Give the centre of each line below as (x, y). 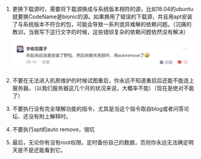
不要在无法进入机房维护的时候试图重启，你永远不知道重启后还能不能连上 (103, 80)
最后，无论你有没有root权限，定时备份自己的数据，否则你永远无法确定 (100, 142)
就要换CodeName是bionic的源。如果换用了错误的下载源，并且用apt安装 (102, 17)
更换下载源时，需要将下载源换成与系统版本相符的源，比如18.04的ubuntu (103, 9)
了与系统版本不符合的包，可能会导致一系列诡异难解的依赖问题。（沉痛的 (102, 24)
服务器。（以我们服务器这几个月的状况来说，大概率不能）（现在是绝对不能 (103, 88)
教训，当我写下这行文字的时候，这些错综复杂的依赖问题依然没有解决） (100, 32)
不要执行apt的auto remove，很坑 (53, 129)
